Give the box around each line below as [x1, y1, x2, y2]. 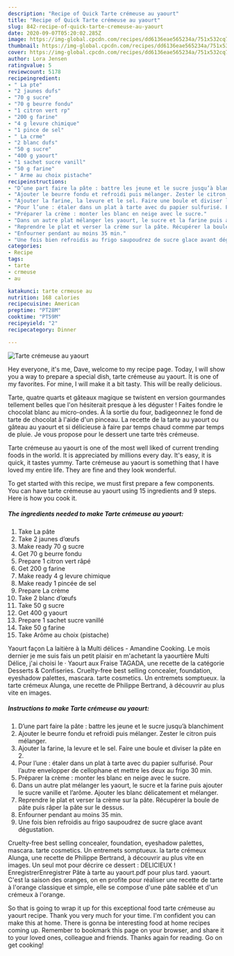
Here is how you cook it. [8, 494, 77, 502]
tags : [8, 256, 24, 263]
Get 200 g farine [17, 564, 65, 572]
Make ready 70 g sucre [17, 542, 85, 550]
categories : [8, 242, 42, 250]
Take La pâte [17, 527, 56, 536]
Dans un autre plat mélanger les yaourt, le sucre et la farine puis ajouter [17, 781, 223, 789]
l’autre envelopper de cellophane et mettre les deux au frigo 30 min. [17, 766, 212, 775]
